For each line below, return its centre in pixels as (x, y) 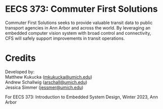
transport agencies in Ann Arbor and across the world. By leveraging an (78, 27)
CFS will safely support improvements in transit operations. (65, 38)
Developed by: (20, 72)
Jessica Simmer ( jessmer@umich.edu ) (44, 87)
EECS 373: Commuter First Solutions (81, 9)
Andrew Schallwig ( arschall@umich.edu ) (46, 82)
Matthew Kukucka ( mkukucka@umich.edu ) (49, 77)
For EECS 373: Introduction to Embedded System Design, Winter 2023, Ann (82, 97)
